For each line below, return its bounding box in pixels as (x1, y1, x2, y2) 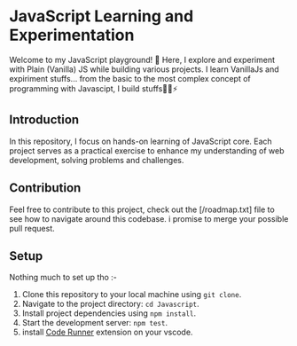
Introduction (9, 113, 80, 128)
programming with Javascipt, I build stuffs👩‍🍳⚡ (9, 83, 178, 94)
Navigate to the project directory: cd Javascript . (21, 299, 199, 310)
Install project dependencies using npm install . (21, 308, 197, 318)
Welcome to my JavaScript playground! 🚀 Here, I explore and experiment (9, 54, 276, 65)
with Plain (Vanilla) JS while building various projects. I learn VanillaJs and (9, 64, 279, 75)
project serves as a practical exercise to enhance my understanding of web (9, 145, 285, 156)
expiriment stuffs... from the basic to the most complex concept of (9, 73, 251, 83)
